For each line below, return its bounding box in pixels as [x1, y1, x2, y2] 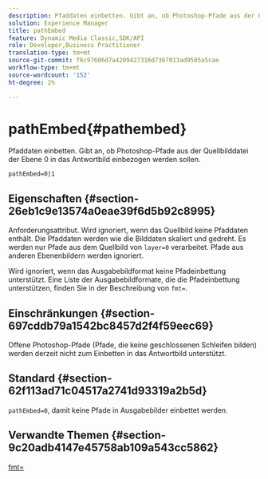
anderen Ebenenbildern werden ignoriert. [8, 251, 144, 260]
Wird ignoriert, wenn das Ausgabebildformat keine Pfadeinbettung [8, 267, 227, 276]
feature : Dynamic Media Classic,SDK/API [8, 34, 145, 42]
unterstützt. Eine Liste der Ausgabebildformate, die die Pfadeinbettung [8, 275, 241, 284]
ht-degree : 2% [8, 78, 56, 86]
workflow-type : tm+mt [8, 64, 81, 72]
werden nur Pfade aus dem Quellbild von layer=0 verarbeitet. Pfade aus [8, 243, 244, 252]
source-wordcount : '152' [8, 71, 91, 79]
